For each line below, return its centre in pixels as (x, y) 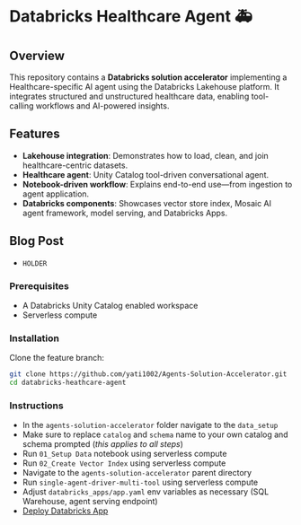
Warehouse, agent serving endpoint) (90, 502)
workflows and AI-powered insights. (102, 106)
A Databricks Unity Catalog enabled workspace (110, 305)
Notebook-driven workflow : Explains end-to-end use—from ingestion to (157, 184)
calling (22, 106)
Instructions (37, 406)
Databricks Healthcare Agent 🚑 (131, 17)
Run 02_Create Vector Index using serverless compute (124, 463)
